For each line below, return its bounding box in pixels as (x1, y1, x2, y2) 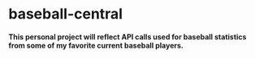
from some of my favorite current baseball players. (8, 40, 184, 50)
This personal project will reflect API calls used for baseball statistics (8, 31, 247, 41)
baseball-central (8, 5, 123, 23)
